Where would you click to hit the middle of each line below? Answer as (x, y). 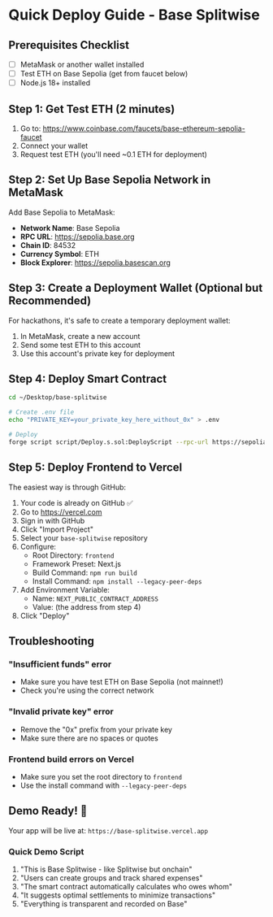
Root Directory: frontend (73, 555)
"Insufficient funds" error (60, 664)
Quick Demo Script (46, 851)
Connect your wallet (54, 146)
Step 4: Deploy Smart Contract (88, 379)
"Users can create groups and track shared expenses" (111, 878)
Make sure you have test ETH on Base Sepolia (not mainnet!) (121, 682)
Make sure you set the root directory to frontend (101, 776)
